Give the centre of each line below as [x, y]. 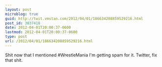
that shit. [14, 60]
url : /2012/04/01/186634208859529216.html [49, 41]
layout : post [18, 9]
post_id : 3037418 [23, 23]
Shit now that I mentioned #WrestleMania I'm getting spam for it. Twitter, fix [81, 55]
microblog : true [22, 14]
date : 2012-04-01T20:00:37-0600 [38, 28]
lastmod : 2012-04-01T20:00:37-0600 [41, 32]
